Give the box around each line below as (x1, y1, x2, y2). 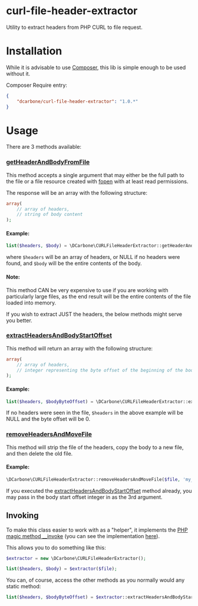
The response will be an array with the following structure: (6, 189, 148, 196)
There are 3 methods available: (6, 143, 81, 150)
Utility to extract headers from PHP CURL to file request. (6, 24, 143, 31)
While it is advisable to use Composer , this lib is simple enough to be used (6, 64, 186, 71)
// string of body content (16, 211, 83, 218)
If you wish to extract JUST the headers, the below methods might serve (6, 310, 183, 317)
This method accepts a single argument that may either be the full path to (6, 171, 184, 178)
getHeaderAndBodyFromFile (6, 158, 90, 166)
